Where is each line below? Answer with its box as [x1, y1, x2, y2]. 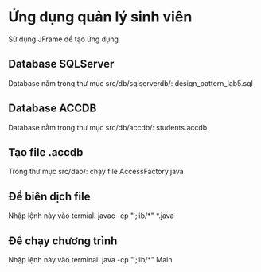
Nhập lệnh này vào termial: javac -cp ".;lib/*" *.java [8, 211, 174, 220]
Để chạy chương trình [8, 234, 118, 247]
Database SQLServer [8, 57, 115, 71]
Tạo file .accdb [8, 146, 84, 159]
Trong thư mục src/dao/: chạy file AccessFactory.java [8, 167, 185, 177]
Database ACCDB [8, 102, 97, 115]
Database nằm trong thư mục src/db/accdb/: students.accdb [8, 122, 208, 132]
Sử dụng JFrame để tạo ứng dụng [8, 34, 119, 44]
